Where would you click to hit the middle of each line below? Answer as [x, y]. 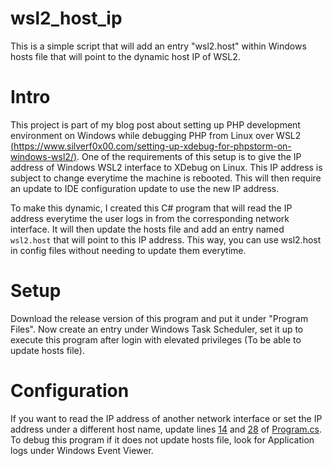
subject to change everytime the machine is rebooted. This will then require [166, 178]
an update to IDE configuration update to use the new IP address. [145, 188]
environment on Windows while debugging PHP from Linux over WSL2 [156, 135]
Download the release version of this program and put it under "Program [159, 318]
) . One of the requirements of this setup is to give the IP [187, 156]
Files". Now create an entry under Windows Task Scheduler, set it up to [157, 329]
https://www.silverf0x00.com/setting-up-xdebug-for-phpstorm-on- [152, 146]
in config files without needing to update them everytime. [128, 250]
